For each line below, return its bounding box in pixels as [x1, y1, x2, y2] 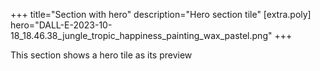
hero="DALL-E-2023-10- [10, 19, 113, 31]
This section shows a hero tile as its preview [10, 49, 193, 61]
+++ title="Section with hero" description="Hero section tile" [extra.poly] [10, 9, 312, 20]
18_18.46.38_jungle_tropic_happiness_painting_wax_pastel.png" [10, 30, 273, 41]
